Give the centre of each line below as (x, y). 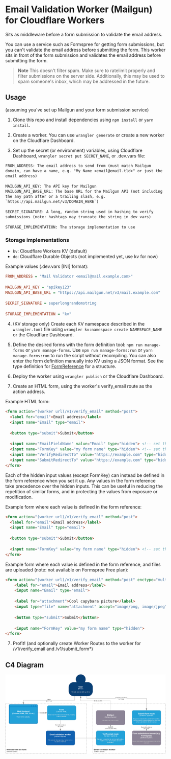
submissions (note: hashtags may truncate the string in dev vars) (78, 217)
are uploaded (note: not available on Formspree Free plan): (67, 570)
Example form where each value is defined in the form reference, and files (83, 564)
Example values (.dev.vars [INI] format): (47, 266)
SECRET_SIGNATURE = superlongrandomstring (51, 303)
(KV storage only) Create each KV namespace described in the (79, 324)
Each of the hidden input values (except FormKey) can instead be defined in (85, 475)
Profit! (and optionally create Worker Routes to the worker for (77, 643)
